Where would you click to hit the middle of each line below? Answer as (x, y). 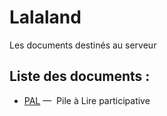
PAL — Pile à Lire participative (87, 100)
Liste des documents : (80, 76)
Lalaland (45, 17)
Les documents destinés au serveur (83, 45)
